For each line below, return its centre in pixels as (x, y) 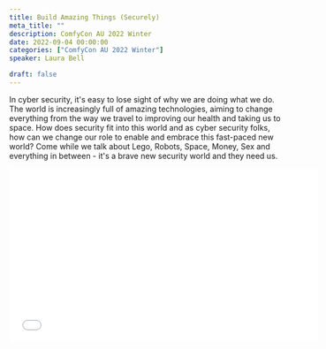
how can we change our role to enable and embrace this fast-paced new (141, 137)
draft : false (33, 75)
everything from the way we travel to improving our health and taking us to (145, 118)
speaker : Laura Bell (47, 58)
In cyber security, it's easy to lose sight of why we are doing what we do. (142, 99)
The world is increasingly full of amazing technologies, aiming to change (141, 109)
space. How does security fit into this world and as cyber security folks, (140, 127)
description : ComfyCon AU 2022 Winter (80, 34)
